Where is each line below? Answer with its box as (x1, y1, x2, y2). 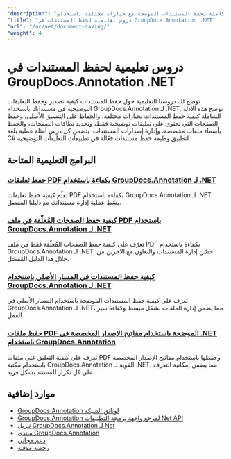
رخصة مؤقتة (17, 443, 49, 451)
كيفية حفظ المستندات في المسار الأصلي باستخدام (7, 272, 155, 282)
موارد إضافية (7, 388, 55, 400)
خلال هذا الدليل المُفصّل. (7, 255, 69, 263)
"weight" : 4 (7, 29, 42, 37)
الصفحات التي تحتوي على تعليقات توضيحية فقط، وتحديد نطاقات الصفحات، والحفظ (7, 119, 219, 128)
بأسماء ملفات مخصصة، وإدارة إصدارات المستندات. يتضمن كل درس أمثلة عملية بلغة (7, 126, 221, 135)
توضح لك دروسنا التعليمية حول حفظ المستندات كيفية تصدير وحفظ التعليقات (7, 97, 200, 106)
